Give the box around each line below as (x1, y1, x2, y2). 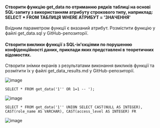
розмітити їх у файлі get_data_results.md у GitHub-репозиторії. (5, 68, 135, 74)
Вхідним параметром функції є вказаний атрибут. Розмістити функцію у (5, 25, 156, 31)
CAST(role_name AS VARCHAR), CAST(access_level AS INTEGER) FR (5, 109, 137, 114)
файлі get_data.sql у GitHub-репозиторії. (5, 30, 89, 36)
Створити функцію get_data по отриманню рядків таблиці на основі (5, 4, 151, 10)
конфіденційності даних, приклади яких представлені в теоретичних (5, 46, 154, 52)
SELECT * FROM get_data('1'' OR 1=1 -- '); (5, 87, 95, 92)
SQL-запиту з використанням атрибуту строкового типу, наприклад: (5, 9, 153, 15)
